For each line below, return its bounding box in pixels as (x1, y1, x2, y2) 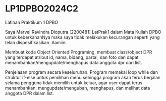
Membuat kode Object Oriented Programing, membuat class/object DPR (5, 49, 152, 55)
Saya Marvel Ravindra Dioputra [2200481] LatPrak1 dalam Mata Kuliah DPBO (5, 29, 162, 35)
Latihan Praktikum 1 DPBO (5, 19, 58, 25)
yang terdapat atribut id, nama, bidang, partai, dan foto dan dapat (5, 54, 139, 60)
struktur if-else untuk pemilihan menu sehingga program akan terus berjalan (5, 74, 161, 80)
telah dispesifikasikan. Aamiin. (5, 39, 67, 45)
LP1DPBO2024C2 (5, 3, 78, 14)
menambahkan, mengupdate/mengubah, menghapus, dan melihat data (5, 85, 150, 91)
